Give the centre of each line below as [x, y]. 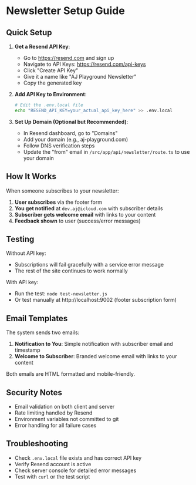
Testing [20, 239]
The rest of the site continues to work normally [71, 271]
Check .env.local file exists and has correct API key [78, 458]
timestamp [27, 350]
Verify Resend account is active [53, 464]
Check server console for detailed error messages [75, 470]
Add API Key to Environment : [50, 94]
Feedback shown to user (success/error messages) [77, 221]
